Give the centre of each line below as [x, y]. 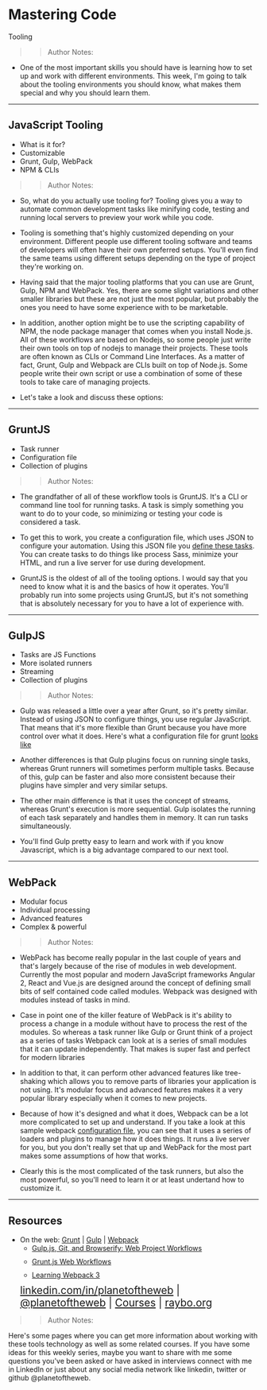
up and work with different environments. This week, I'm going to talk [133, 76]
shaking [33, 1082]
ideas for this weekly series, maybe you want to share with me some [120, 1352]
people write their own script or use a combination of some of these [131, 373]
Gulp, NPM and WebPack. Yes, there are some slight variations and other [139, 290]
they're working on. [52, 266]
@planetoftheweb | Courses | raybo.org [116, 1303]
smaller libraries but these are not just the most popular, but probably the [139, 299]
